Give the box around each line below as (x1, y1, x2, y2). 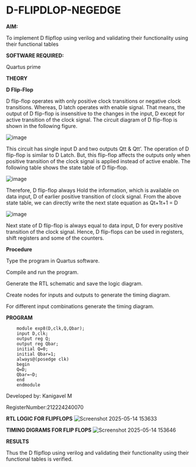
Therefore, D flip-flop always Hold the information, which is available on (6, 186, 180, 194)
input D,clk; (16, 330, 49, 337)
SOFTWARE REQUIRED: (6, 52, 64, 59)
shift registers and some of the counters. (6, 234, 104, 241)
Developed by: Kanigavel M (6, 392, 72, 399)
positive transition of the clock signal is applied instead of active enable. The (6, 157, 191, 164)
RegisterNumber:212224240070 (6, 404, 84, 411)
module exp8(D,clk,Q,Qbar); (16, 325, 85, 331)
